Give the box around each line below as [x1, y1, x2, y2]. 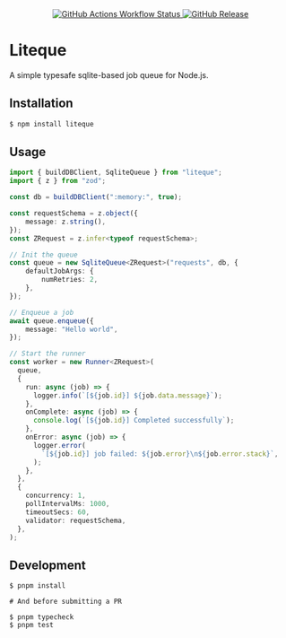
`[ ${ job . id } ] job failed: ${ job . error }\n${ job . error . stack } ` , [41, 449, 279, 459]
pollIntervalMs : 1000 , [25, 500, 110, 509]
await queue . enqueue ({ [9, 316, 94, 326]
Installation [9, 96, 74, 111]
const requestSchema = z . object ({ [9, 209, 139, 218]
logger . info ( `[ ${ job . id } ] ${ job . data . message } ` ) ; [32, 390, 222, 400]
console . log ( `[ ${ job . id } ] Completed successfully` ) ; [32, 416, 235, 425]
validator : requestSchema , [25, 516, 126, 525]
